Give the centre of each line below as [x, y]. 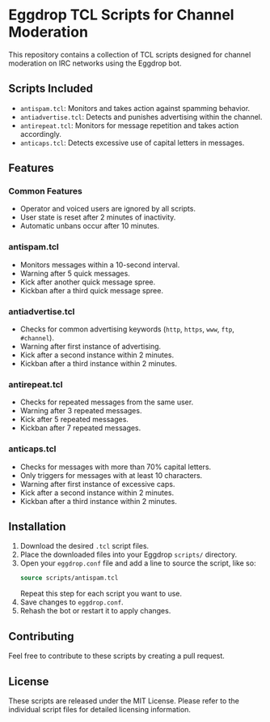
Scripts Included [51, 89]
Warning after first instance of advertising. [91, 347]
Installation [37, 527]
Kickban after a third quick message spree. [92, 290]
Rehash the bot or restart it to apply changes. [95, 611]
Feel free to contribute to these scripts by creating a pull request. [116, 656]
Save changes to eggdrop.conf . [72, 602]
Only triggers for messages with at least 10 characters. [111, 475]
